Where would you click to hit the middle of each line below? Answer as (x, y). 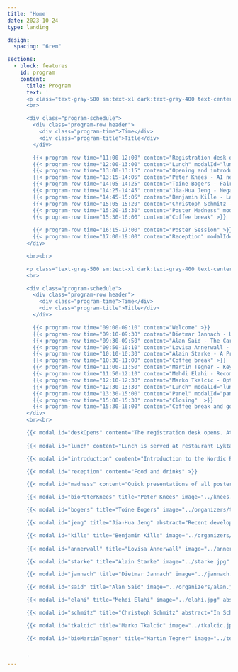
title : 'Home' (28, 14)
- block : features (41, 66)
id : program (38, 72)
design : (19, 40)
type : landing (28, 27)
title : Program (49, 86)
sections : (22, 60)
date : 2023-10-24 (33, 21)
